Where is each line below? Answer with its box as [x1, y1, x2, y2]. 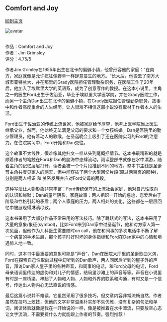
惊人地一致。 [9, 240, 36, 246]
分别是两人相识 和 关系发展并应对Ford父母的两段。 [5, 175, 108, 181]
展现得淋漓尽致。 [18, 204, 53, 210]
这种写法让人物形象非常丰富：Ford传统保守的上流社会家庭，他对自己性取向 [5, 186, 158, 192]
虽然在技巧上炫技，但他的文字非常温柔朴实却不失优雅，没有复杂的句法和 [5, 299, 153, 305]
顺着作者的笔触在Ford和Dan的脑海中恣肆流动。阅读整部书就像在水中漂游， [5, 156, 158, 162]
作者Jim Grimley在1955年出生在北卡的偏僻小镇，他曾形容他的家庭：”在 [5, 66, 150, 72]
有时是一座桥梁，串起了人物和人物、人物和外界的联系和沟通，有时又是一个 [5, 276, 158, 282]
